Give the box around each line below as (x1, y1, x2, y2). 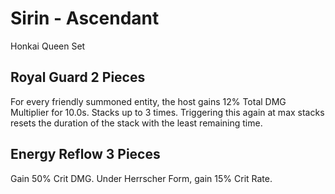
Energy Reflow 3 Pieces (10, 146, 161, 163)
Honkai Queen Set (10, 40, 86, 52)
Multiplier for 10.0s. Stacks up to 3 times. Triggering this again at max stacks (10, 106, 325, 118)
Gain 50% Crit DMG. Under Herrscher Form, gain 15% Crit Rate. (10, 172, 273, 184)
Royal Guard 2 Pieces (10, 69, 146, 86)
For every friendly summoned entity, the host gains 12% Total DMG (10, 95, 287, 107)
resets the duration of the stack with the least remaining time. (10, 117, 263, 129)
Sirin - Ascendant (10, 7, 160, 30)
